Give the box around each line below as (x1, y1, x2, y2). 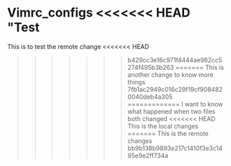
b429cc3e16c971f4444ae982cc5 (127, 55, 223, 64)
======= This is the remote (127, 129, 209, 138)
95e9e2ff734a (127, 151, 169, 160)
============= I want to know (127, 100, 223, 108)
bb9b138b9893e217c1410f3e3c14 (127, 144, 223, 152)
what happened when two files (127, 107, 216, 116)
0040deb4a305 (127, 92, 173, 101)
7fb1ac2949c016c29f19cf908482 (127, 85, 223, 93)
